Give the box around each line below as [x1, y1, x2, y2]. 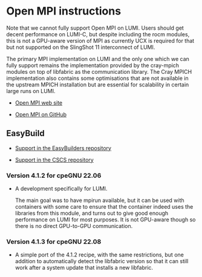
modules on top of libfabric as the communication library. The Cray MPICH [6, 68, 192, 75]
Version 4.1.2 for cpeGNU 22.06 [6, 171, 102, 180]
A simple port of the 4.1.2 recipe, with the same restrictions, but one [15, 251, 184, 258]
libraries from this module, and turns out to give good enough [15, 210, 169, 217]
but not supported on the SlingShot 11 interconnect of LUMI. [6, 44, 155, 51]
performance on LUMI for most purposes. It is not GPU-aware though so [15, 216, 196, 223]
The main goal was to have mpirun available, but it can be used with [15, 197, 184, 204]
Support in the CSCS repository [15, 156, 94, 163]
